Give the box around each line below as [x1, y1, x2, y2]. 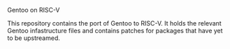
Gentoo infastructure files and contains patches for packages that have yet [7, 27, 223, 35]
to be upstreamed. [7, 34, 61, 42]
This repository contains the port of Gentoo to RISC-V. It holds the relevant [7, 19, 222, 27]
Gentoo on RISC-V [7, 6, 61, 14]
